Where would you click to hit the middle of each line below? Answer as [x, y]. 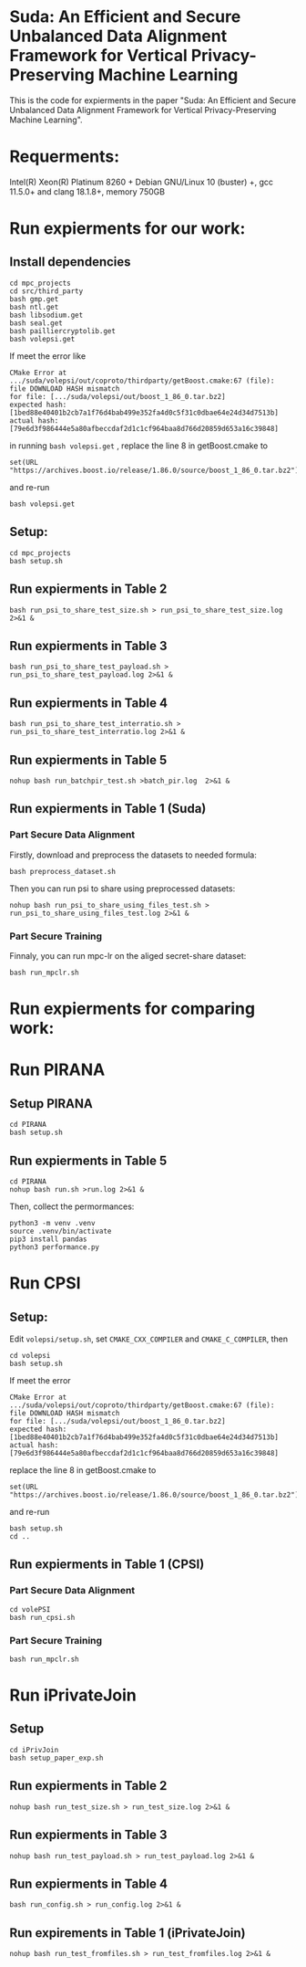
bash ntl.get [34, 307]
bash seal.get [36, 323]
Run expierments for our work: [127, 229]
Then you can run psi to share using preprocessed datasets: [122, 889]
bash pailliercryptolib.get [63, 331]
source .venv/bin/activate [61, 1231]
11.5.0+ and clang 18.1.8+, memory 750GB [87, 191]
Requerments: [65, 157]
